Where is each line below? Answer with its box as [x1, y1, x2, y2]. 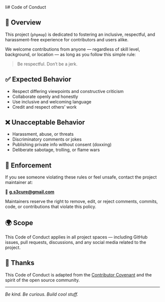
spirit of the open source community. [5, 277, 80, 283]
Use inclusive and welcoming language [12, 98, 92, 105]
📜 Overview [5, 18, 41, 27]
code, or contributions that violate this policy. [5, 204, 97, 210]
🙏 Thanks [5, 259, 35, 267]
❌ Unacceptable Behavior [5, 118, 85, 127]
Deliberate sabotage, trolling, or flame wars [12, 147, 100, 153]
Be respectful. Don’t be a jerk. [17, 61, 78, 67]
